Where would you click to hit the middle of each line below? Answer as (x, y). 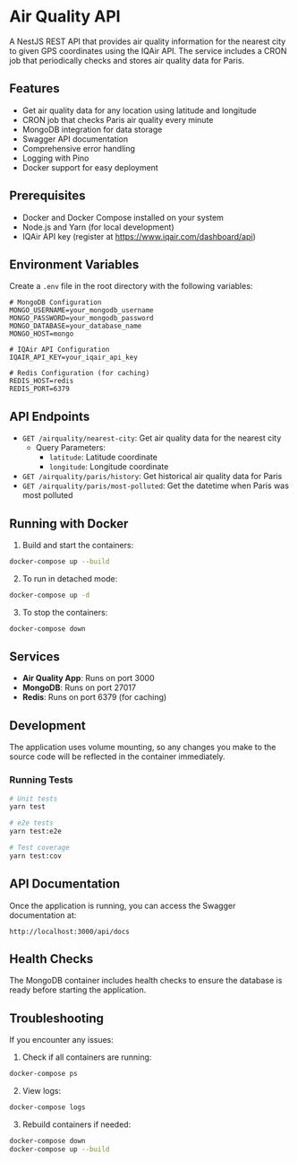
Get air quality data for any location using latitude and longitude (139, 110)
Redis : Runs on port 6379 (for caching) (94, 697)
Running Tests (41, 780)
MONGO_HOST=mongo (42, 334)
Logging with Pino (55, 158)
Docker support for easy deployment (90, 167)
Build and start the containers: (78, 545)
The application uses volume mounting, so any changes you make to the (143, 748)
